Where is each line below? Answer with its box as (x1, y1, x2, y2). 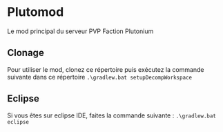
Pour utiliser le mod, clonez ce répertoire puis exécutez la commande (7, 65, 205, 73)
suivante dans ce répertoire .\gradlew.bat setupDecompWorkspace (7, 73, 192, 81)
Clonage (7, 47, 45, 59)
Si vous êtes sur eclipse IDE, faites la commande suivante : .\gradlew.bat (7, 111, 216, 120)
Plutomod (7, 4, 64, 20)
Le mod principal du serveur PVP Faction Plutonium (7, 27, 154, 35)
